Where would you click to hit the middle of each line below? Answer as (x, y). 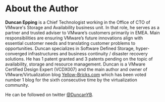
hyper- (142, 48)
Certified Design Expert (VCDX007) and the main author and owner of (76, 69)
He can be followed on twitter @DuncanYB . (49, 95)
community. (17, 85)
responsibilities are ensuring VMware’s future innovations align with (74, 38)
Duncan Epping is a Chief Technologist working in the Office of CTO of (78, 22)
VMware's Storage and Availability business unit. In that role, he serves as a (82, 27)
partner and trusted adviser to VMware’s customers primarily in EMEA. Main (82, 33)
